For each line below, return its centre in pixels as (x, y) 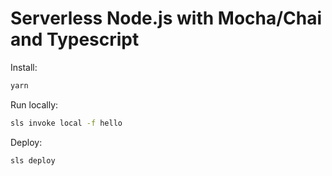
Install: (24, 67)
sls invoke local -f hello (66, 123)
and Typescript (75, 39)
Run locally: (34, 104)
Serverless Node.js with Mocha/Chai (166, 18)
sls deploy (33, 160)
